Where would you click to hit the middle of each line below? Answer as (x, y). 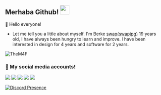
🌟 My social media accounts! (40, 66)
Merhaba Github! (32, 12)
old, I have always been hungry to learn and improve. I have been (79, 39)
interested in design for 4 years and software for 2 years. (71, 44)
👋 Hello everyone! (23, 24)
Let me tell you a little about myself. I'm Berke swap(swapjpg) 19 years (84, 34)
